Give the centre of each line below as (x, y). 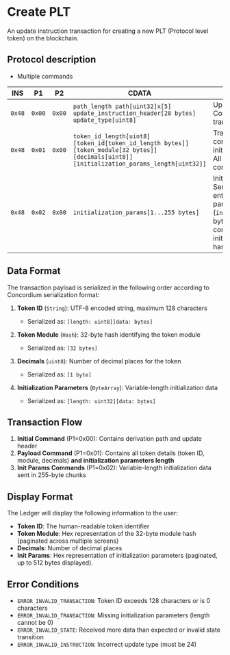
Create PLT (39, 12)
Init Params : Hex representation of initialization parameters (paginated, (117, 556)
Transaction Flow (45, 422)
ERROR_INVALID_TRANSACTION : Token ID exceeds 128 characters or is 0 (114, 601)
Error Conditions (43, 584)
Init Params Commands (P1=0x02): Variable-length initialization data (114, 468)
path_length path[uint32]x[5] (122, 106)
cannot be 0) (35, 622)
